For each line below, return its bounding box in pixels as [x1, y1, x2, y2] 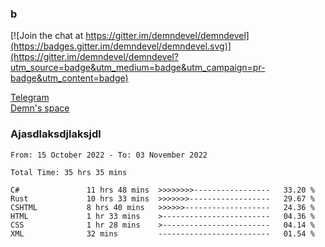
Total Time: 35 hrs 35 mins [10, 167, 128, 177]
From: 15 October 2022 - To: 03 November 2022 [10, 150, 208, 160]
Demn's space [10, 102, 70, 114]
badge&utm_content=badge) [10, 72, 129, 84]
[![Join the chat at [10, 30, 84, 42]
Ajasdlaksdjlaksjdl [10, 127, 102, 141]
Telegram [10, 92, 50, 104]
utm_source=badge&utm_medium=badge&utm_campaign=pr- [10, 62, 266, 74]
